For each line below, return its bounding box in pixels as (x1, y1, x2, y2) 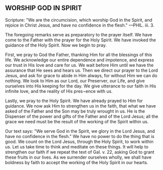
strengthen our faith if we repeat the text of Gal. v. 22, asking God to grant (5, 149, 155, 155)
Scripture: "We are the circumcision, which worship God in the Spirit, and (5, 17, 153, 23)
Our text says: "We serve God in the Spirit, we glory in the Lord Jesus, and (5, 128, 155, 134)
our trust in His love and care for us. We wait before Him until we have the (5, 62, 154, 68)
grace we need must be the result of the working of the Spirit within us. (5, 118, 149, 124)
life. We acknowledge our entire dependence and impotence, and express (5, 57, 154, 63)
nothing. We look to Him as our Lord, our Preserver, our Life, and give (5, 78, 145, 84)
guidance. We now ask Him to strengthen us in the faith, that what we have (5, 103, 156, 109)
